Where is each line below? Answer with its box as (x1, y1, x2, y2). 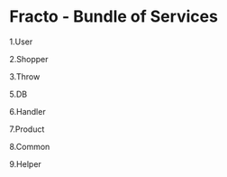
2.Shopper (9, 53, 49, 64)
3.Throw (9, 70, 41, 82)
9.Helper (9, 158, 42, 169)
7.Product (9, 124, 45, 135)
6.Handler (9, 106, 47, 116)
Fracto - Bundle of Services (9, 6, 219, 27)
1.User (9, 36, 33, 47)
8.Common (9, 141, 50, 152)
